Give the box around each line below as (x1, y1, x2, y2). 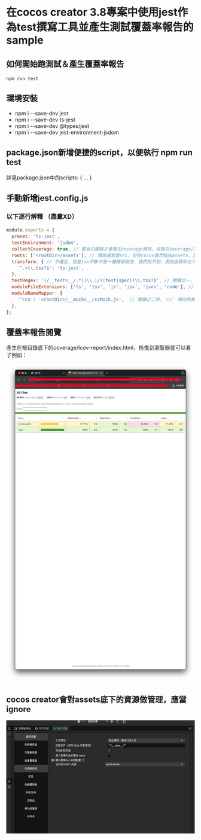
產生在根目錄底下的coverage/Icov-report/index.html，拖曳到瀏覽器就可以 (6, 344, 186, 352)
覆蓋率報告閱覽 (6, 327, 62, 337)
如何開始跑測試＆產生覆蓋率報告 (6, 59, 124, 69)
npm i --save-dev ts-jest (14, 116, 76, 123)
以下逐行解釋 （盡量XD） (6, 212, 78, 221)
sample (6, 33, 44, 47)
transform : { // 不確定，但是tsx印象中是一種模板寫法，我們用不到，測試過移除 (11, 258, 187, 265)
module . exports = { (6, 227, 55, 233)
